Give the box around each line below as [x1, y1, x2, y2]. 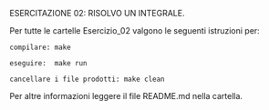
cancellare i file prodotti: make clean [9, 75, 166, 84]
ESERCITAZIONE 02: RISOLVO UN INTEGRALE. [9, 8, 185, 18]
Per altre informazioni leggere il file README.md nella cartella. [9, 91, 243, 101]
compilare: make [9, 43, 71, 52]
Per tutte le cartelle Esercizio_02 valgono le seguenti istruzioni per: [9, 25, 260, 35]
